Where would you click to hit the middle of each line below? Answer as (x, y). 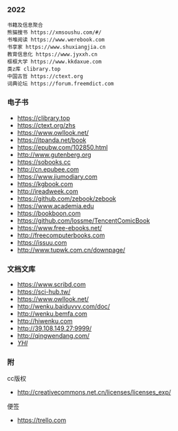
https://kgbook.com (45, 183)
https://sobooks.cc (44, 162)
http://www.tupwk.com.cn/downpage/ (71, 250)
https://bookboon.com (49, 213)
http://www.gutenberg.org (54, 154)
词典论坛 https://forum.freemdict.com (61, 84)
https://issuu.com (42, 242)
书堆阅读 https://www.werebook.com (56, 40)
